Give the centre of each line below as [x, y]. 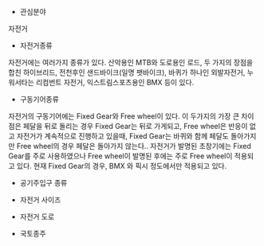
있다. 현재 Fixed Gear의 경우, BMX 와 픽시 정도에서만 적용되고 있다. [122, 166]
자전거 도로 [37, 217]
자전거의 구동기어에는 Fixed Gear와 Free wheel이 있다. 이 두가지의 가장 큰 [124, 116]
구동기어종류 [39, 99]
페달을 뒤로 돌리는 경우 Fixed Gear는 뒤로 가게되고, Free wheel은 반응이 [135, 126]
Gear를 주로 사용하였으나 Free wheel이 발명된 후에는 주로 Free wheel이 [120, 156]
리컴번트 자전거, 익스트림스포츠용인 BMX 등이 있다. [115, 82]
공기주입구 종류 [43, 183]
